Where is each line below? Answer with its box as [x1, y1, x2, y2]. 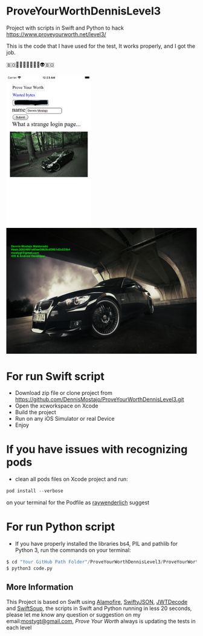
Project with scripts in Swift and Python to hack [6, 24, 124, 31]
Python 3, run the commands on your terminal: [14, 547, 131, 554]
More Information [6, 582, 74, 592]
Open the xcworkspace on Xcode [14, 402, 98, 409]
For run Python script [6, 520, 115, 534]
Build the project [14, 409, 56, 416]
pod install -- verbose [6, 488, 63, 494]
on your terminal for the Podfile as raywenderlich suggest [6, 499, 150, 506]
